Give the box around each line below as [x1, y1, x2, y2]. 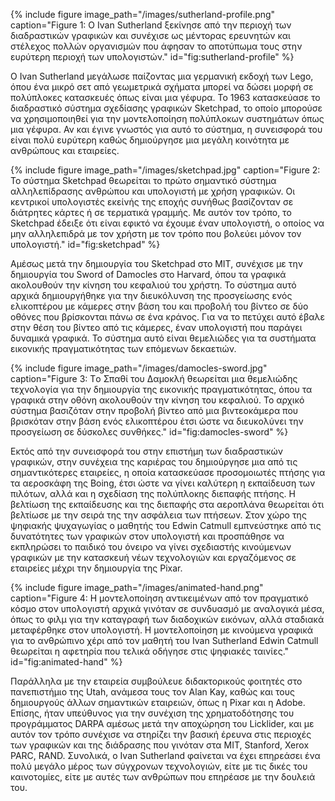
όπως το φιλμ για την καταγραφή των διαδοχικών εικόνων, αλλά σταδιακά [10, 614, 325, 625]
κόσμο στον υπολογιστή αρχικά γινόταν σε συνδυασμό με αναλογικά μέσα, [10, 603, 325, 614]
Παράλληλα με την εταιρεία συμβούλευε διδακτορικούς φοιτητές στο [10, 675, 303, 687]
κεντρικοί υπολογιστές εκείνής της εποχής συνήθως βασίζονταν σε [10, 196, 294, 208]
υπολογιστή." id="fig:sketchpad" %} [10, 239, 161, 250]
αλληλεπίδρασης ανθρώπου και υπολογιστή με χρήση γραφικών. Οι [10, 185, 296, 197]
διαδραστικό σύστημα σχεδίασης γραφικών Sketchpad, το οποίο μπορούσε [10, 102, 323, 114]
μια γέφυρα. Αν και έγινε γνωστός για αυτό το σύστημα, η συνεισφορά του [10, 124, 323, 135]
